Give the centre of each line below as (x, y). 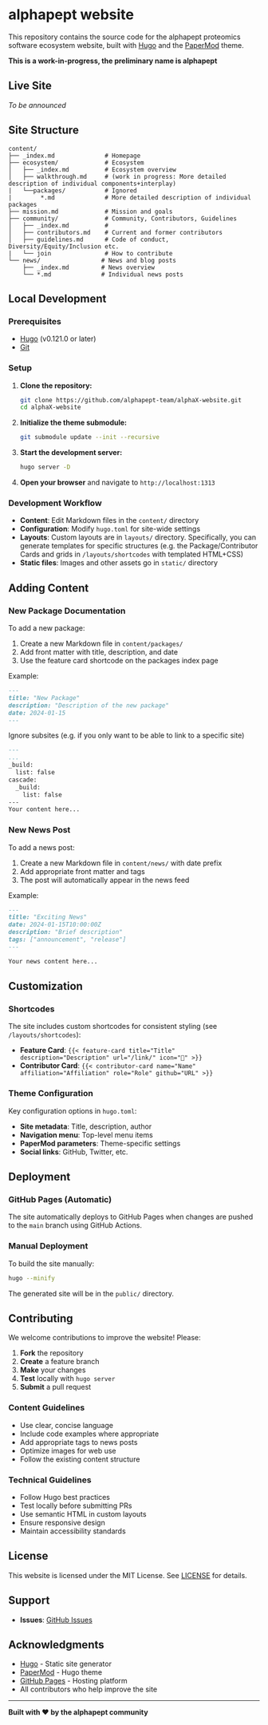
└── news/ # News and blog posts (93, 260)
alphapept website (71, 15)
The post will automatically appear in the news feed (104, 880)
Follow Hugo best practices (65, 1497)
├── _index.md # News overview (89, 267)
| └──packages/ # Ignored (73, 190)
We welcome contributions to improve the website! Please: (104, 1338)
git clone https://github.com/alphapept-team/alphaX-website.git (130, 400)
